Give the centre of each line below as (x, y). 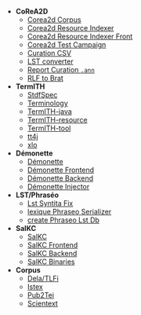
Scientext (43, 303)
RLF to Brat (45, 78)
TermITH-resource (57, 120)
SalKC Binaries (51, 262)
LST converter (50, 61)
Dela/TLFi (43, 278)
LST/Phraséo (37, 195)
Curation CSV (49, 53)
